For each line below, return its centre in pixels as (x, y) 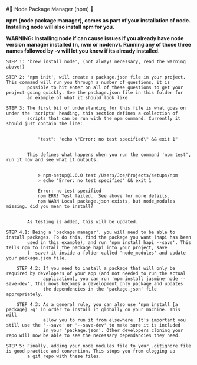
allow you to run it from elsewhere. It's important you (114, 320)
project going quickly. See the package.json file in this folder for (95, 93)
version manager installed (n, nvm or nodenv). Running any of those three (99, 45)
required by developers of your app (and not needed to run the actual (96, 273)
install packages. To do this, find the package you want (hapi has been (99, 237)
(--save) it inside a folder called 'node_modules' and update (106, 253)
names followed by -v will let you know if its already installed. (83, 51)
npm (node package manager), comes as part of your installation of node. (98, 20)
